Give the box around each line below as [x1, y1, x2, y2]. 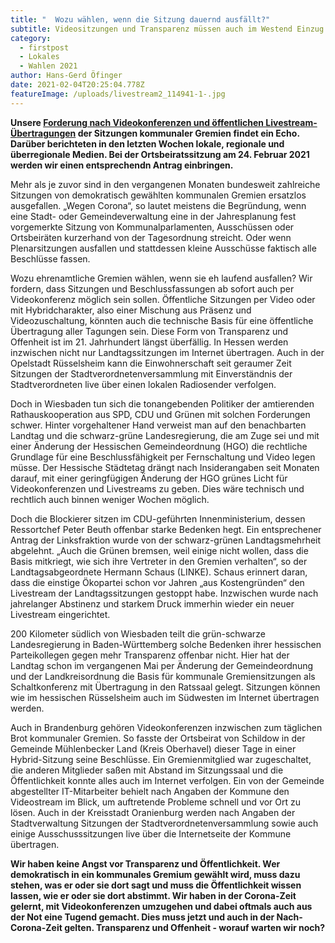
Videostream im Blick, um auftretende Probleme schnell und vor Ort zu [10, 796, 302, 808]
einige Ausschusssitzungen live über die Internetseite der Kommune [10, 827, 292, 840]
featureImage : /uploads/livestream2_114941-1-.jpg [10, 89, 226, 99]
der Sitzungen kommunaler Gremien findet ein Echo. [77, 127, 300, 139]
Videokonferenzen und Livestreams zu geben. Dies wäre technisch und [10, 482, 305, 495]
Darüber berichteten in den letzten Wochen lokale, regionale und [10, 137, 285, 150]
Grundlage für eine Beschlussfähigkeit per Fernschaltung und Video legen [10, 451, 316, 463]
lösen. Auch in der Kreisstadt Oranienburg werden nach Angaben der [10, 806, 296, 818]
